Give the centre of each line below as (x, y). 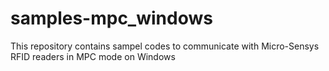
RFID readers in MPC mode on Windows (93, 56)
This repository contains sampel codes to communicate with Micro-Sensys (165, 46)
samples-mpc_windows (111, 18)
